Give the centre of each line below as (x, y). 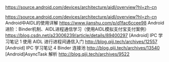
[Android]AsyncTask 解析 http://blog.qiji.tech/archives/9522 (67, 54)
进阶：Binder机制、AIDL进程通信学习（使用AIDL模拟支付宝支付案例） (77, 29)
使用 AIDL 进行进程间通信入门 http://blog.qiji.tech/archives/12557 (90, 41)
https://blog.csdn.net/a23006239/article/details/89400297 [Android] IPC (81, 35)
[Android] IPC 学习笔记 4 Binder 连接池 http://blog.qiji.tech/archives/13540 (82, 48)
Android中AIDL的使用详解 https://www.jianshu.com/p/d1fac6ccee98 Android (85, 23)
